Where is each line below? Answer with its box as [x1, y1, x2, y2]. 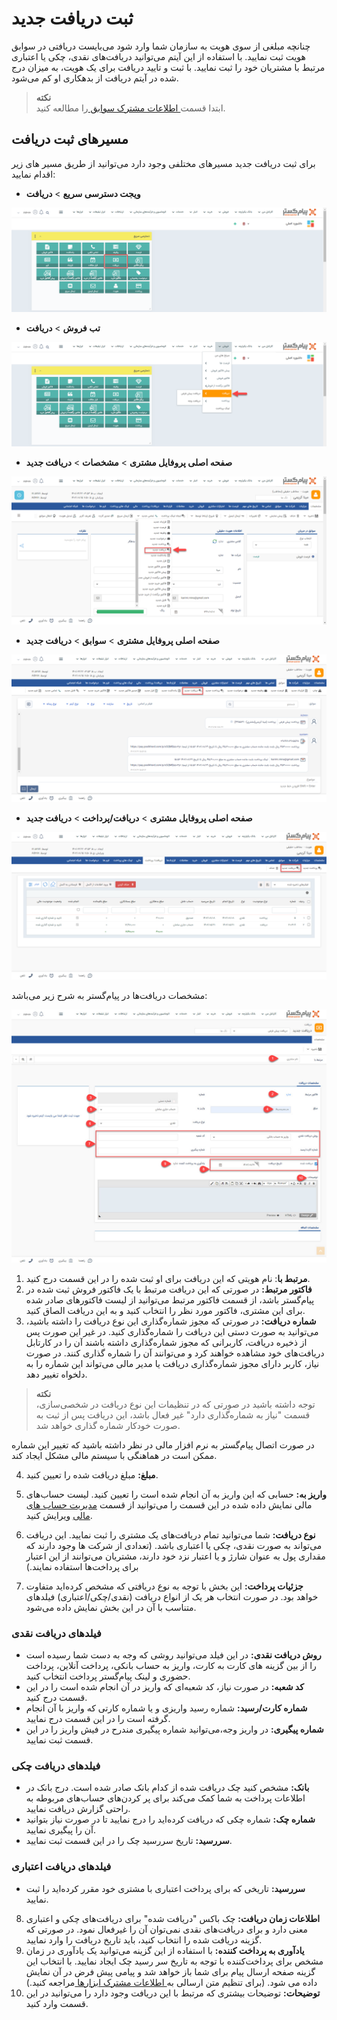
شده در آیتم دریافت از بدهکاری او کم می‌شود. [11, 72, 179, 84]
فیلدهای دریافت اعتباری [11, 1860, 112, 1874]
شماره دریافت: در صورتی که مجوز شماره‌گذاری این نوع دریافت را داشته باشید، [25, 1315, 317, 1327]
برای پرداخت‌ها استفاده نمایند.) [25, 1560, 139, 1572]
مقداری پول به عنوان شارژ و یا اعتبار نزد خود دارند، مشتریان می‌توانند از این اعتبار [25, 1550, 326, 1562]
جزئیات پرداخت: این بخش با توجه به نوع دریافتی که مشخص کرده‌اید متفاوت [25, 1580, 304, 1592]
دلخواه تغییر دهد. [25, 1368, 88, 1380]
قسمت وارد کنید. [25, 1997, 89, 2009]
